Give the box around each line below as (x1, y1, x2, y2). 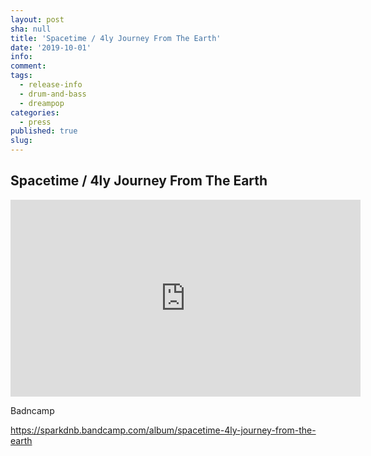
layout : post (10, 14, 65, 25)
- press (19, 117, 52, 127)
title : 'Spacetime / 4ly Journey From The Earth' (10, 33, 222, 43)
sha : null (10, 24, 52, 34)
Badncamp (10, 404, 55, 416)
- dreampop (19, 98, 65, 108)
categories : (10, 107, 60, 118)
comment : (10, 61, 47, 71)
